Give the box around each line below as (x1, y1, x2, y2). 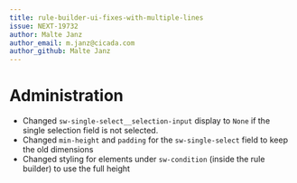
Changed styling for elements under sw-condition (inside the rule (22, 154, 265, 165)
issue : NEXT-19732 (9, 22, 79, 31)
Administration (9, 86, 124, 106)
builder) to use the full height (22, 163, 131, 174)
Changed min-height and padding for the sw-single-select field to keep (22, 134, 289, 145)
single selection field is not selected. (22, 125, 159, 136)
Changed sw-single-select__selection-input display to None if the (22, 115, 271, 126)
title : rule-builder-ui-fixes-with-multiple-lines (9, 13, 204, 23)
